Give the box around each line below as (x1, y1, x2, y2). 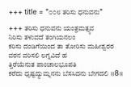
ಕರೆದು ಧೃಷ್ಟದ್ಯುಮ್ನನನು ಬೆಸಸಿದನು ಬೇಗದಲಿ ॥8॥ (8, 68, 124, 77)
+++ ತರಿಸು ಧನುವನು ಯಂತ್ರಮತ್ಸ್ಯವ (8, 23, 95, 32)
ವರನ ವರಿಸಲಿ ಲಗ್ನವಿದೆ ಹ (8, 50, 67, 60)
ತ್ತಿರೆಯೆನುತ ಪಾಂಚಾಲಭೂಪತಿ (8, 60, 77, 68)
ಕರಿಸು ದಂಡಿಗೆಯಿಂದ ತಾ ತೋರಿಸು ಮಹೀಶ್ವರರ (8, 41, 115, 51)
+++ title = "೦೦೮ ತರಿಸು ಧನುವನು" (8, 7, 104, 16)
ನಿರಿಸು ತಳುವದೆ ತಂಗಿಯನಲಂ (8, 32, 76, 41)
